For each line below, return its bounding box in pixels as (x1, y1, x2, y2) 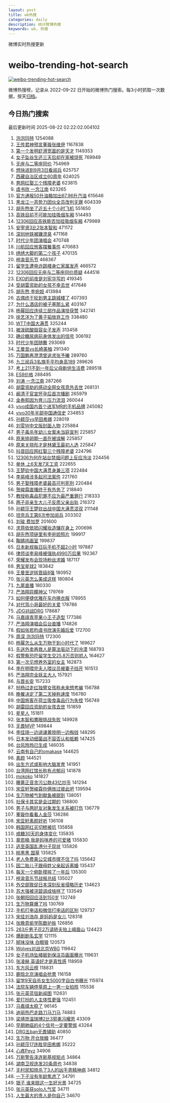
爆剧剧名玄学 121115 (15, 932, 57, 938)
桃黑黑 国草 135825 (15, 849, 57, 856)
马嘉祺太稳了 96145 (15, 1003, 58, 1009)
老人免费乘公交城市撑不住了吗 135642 (15, 856, 96, 862)
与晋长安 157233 (15, 678, 51, 684)
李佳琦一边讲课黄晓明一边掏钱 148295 (15, 729, 96, 735)
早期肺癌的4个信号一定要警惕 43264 (15, 1022, 92, 1028)
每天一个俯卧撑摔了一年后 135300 (15, 868, 87, 875)
